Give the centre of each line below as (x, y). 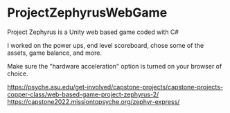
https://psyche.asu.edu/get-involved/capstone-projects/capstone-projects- (115, 87)
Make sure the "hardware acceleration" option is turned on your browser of (115, 66)
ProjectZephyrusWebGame (87, 13)
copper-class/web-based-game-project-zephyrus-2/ (83, 94)
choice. (18, 73)
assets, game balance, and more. (55, 53)
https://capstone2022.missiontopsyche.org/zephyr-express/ (94, 101)
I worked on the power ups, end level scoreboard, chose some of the (106, 45)
